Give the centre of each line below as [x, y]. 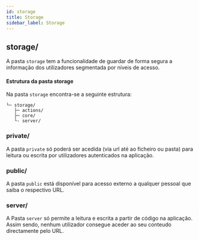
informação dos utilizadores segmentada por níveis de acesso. [83, 68]
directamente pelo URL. [35, 231]
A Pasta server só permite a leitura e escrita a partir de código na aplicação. [99, 219]
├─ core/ [25, 116]
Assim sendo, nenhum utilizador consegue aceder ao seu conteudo [89, 225]
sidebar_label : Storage [36, 23]
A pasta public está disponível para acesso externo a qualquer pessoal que [99, 183]
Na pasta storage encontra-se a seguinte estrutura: [69, 94]
